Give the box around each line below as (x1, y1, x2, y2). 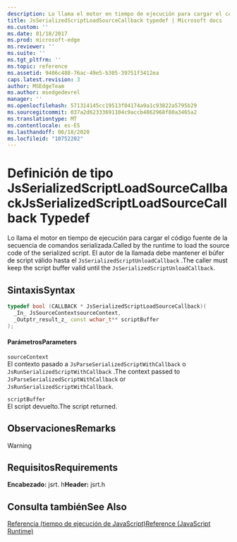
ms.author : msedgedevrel (7, 89, 80, 96)
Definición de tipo (7, 165, 114, 181)
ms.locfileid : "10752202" (7, 135, 83, 142)
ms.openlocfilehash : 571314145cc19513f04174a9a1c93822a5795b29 (7, 102, 197, 109)
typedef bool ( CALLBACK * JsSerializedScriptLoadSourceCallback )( (7, 303, 207, 310)
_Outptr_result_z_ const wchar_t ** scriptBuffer (13, 315, 159, 323)
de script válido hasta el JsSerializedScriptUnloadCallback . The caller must (7, 256, 228, 265)
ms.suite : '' (7, 50, 46, 57)
